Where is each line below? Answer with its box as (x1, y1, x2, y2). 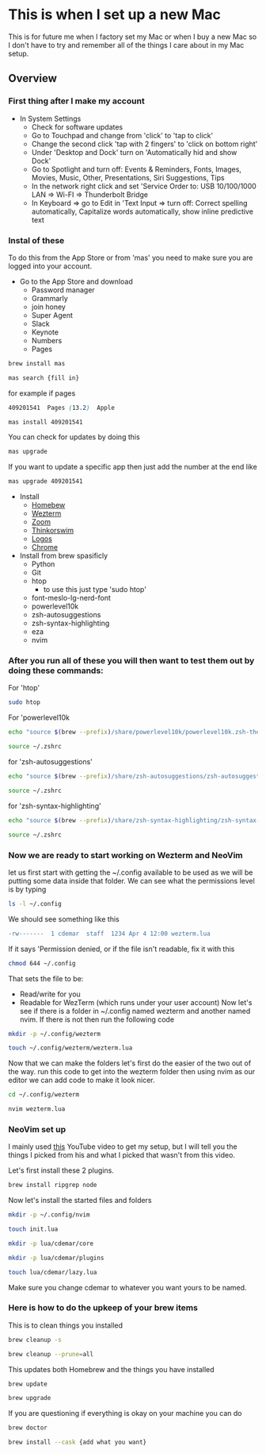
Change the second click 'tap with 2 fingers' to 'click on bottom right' (31, 139, 258, 149)
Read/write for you (19, 989, 81, 999)
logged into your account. (8, 261, 93, 271)
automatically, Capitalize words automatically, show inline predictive (31, 207, 253, 216)
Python (31, 559, 55, 569)
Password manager (31, 284, 95, 295)
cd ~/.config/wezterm (8, 1091, 80, 1099)
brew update (8, 1380, 47, 1388)
